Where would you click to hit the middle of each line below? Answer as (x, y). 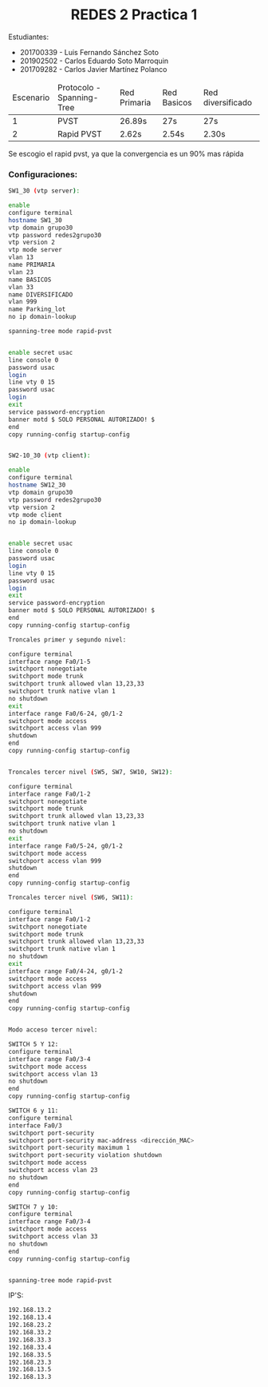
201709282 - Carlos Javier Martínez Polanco (93, 69)
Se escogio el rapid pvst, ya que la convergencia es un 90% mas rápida (126, 153)
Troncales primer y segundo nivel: (67, 640)
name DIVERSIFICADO (41, 294)
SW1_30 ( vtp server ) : (44, 191)
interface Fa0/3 (35, 1125)
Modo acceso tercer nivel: (53, 1030)
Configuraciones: (43, 174)
